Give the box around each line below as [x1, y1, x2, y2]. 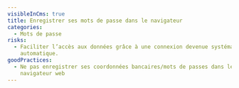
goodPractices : [7, 57, 53, 64]
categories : [7, 23, 43, 31]
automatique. [20, 50, 59, 57]
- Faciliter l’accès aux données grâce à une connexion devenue [14, 43, 208, 50]
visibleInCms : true [7, 10, 65, 18]
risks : [7, 37, 27, 44]
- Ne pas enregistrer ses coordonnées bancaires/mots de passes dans [14, 63, 224, 70]
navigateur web [20, 70, 65, 77]
